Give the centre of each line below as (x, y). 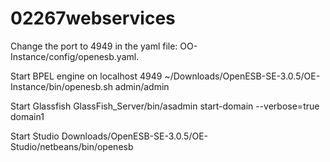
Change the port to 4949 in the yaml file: (94, 46)
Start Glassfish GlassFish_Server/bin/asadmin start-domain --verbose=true (165, 106)
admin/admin (142, 86)
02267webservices (93, 18)
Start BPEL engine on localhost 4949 (86, 76)
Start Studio (35, 136)
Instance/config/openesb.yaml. (75, 56)
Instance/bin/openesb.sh (61, 86)
